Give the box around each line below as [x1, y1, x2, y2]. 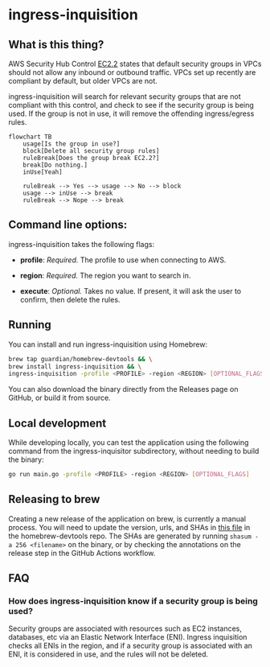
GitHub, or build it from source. [8, 393, 111, 403]
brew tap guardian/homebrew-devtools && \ [8, 355, 153, 363]
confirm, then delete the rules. [19, 294, 121, 304]
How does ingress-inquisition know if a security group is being [8, 595, 259, 607]
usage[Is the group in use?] [22, 140, 121, 148]
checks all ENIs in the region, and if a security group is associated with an [8, 641, 253, 651]
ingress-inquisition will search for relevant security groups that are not [8, 92, 241, 101]
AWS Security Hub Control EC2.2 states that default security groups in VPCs [8, 59, 262, 68]
